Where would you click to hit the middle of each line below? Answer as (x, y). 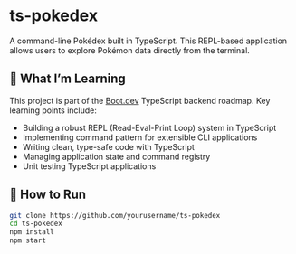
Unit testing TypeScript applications (89, 166)
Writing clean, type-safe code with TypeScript (108, 146)
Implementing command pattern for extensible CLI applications (140, 137)
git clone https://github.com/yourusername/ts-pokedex (115, 215)
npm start (28, 240)
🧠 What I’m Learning (68, 79)
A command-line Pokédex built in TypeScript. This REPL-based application (148, 41)
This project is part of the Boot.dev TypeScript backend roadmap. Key (140, 100)
